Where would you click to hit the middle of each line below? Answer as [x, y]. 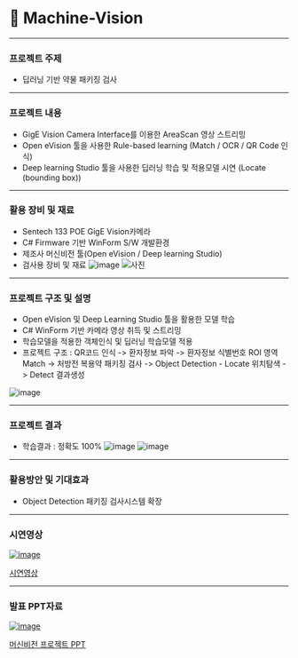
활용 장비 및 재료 [42, 210]
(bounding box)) [51, 178]
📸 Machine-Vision [76, 18]
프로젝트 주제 [35, 59]
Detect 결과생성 [57, 375]
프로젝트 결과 [35, 425]
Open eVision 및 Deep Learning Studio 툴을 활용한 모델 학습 [128, 320]
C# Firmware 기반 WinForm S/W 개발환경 [96, 242]
